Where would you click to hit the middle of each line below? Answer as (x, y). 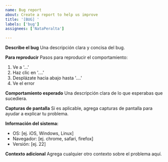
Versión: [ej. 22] (29, 144)
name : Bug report (23, 10)
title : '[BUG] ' (22, 19)
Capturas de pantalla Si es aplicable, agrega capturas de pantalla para (79, 108)
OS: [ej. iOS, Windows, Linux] (43, 133)
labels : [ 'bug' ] (22, 24)
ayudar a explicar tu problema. (37, 114)
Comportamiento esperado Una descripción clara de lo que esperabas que (84, 93)
